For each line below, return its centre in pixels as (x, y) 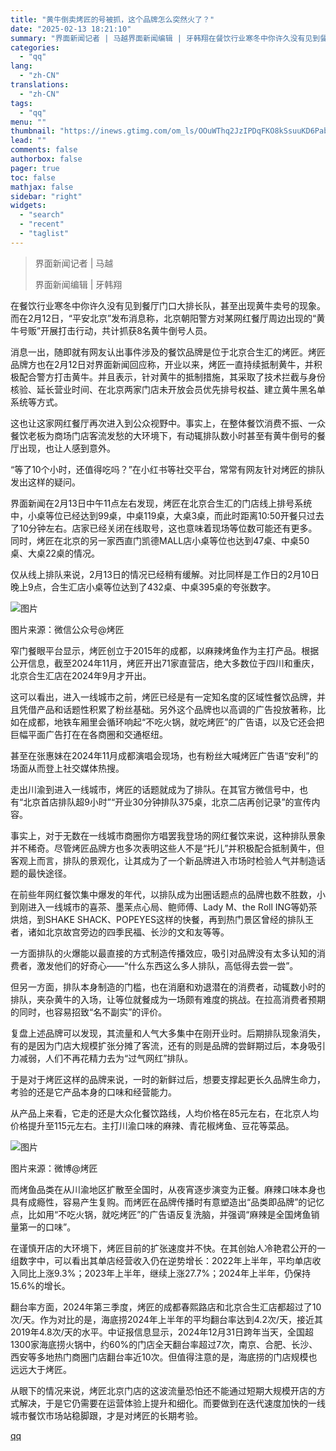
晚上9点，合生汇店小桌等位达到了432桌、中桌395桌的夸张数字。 (143, 587)
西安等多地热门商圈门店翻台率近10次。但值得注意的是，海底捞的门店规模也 (164, 1357)
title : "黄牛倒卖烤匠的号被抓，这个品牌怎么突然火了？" (112, 19)
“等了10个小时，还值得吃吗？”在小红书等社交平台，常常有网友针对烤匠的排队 (167, 469)
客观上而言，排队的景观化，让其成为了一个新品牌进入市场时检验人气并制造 (163, 860)
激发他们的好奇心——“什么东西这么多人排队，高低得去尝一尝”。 (167, 965)
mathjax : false (42, 187)
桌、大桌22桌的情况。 (55, 553)
